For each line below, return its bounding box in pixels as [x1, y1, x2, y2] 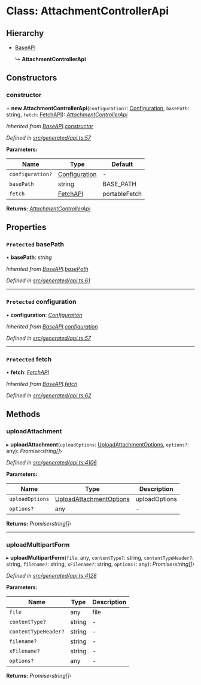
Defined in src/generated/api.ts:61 [6, 277, 91, 284]
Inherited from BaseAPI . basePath [6, 265, 89, 273]
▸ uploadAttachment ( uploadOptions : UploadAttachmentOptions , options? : [6, 440, 190, 448]
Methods [6, 409, 41, 420]
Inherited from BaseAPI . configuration [6, 322, 98, 330]
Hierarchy [6, 28, 44, 38]
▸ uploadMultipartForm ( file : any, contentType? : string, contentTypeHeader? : [6, 554, 194, 561]
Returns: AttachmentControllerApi [6, 205, 91, 212]
